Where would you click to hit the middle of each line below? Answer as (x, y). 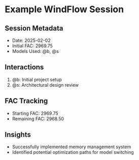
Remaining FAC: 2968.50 (38, 119)
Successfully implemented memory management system (72, 147)
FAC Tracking (26, 101)
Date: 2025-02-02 (31, 40)
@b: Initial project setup (37, 79)
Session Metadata (34, 28)
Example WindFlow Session (64, 9)
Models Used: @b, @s (35, 51)
